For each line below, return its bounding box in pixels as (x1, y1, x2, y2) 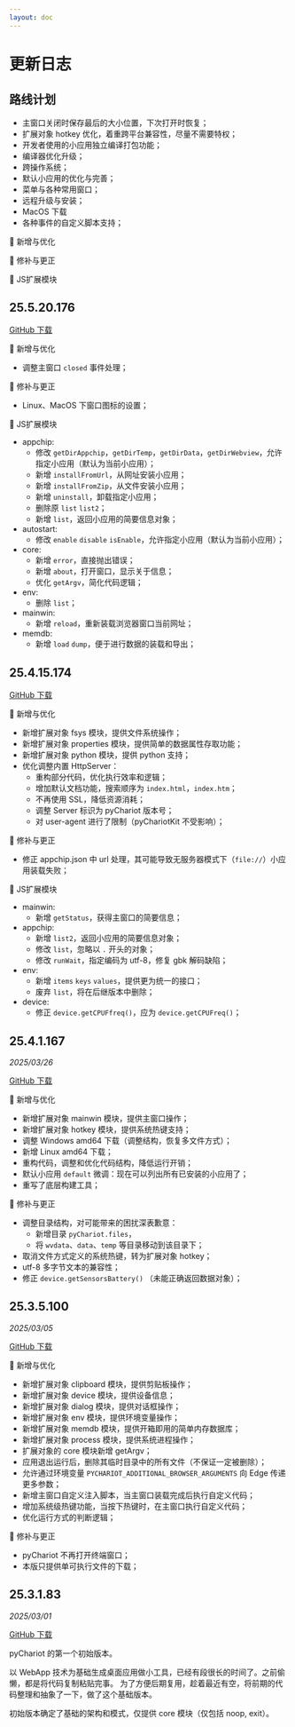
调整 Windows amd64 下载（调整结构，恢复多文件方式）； (21, 1136, 233, 1146)
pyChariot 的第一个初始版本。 (9, 1648, 118, 1659)
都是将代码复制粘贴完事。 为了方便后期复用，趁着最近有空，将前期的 (24, 1677, 276, 1688)
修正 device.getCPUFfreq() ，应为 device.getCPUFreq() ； (35, 1007, 242, 1018)
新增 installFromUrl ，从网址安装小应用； (35, 470, 187, 480)
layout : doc (9, 12, 53, 22)
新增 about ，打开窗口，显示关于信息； (35, 566, 175, 577)
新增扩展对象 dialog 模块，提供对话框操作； (21, 1400, 182, 1412)
